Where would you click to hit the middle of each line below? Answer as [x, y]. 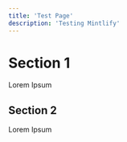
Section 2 [33, 110]
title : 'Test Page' [41, 16]
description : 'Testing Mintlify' [64, 23]
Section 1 [39, 63]
